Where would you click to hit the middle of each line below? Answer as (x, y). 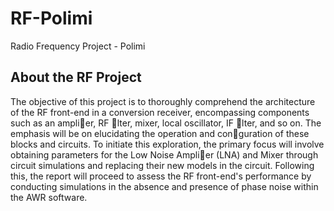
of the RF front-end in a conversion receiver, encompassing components (160, 112)
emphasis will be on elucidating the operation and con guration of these (160, 133)
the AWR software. (49, 197)
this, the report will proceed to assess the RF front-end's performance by (161, 176)
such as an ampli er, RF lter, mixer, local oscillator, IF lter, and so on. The (166, 123)
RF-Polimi (51, 18)
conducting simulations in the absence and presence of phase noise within (164, 186)
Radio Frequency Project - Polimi (78, 46)
